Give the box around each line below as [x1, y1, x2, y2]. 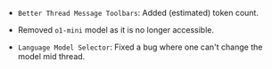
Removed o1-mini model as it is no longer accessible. [17, 25, 214, 34]
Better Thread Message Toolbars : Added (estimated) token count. [17, 8, 259, 18]
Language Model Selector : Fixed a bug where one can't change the [17, 42, 263, 52]
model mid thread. [17, 51, 86, 61]
